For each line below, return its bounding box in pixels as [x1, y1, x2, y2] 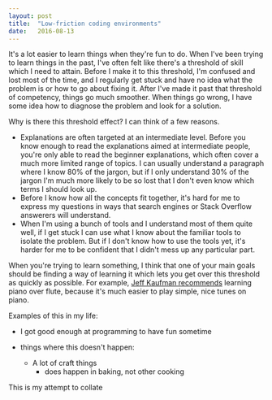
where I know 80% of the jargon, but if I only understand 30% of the [19, 167, 249, 177]
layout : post [8, 11, 53, 20]
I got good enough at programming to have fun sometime [19, 327, 213, 337]
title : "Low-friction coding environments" [8, 20, 162, 28]
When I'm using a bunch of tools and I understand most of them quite [19, 219, 253, 228]
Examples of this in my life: [8, 311, 98, 321]
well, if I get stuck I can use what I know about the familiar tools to [19, 228, 241, 237]
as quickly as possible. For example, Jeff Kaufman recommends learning [8, 278, 252, 288]
